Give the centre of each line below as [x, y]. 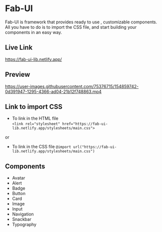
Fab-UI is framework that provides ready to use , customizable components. [81, 22]
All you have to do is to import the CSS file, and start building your [71, 27]
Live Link [19, 47]
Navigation [23, 214]
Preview [18, 75]
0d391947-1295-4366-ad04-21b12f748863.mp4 [53, 91]
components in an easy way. [33, 32]
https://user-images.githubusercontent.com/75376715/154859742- [72, 86]
